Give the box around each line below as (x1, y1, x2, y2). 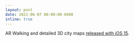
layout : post (5, 7, 33, 12)
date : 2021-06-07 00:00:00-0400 (5, 12, 73, 17)
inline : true (5, 16, 33, 21)
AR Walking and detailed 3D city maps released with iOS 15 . (5, 30, 130, 36)
